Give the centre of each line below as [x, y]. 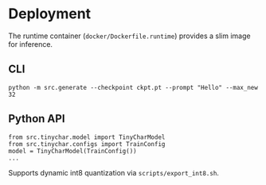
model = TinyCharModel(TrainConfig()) [72, 151]
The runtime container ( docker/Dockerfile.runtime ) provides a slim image [129, 36]
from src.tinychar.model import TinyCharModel [87, 137]
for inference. [31, 44]
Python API [37, 119]
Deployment [50, 14]
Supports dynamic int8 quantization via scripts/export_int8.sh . [113, 172]
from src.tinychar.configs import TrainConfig [87, 144]
